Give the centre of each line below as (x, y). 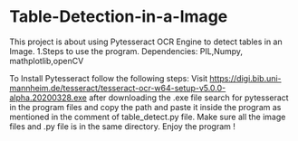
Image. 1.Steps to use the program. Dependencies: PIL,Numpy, (126, 51)
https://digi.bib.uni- (246, 78)
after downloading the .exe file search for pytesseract (189, 98)
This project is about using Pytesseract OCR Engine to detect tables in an (146, 42)
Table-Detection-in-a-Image (119, 17)
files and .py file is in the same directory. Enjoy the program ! (122, 126)
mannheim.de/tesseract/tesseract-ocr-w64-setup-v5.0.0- (118, 88)
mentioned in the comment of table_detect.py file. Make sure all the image (148, 117)
